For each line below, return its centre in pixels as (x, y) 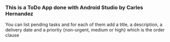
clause (12, 35)
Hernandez (19, 13)
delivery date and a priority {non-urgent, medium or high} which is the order (85, 30)
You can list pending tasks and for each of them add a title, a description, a (84, 24)
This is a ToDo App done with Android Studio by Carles (74, 7)
